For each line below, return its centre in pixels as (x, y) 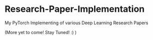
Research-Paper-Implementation (75, 9)
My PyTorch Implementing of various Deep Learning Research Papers (76, 23)
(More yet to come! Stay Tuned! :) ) (41, 32)
